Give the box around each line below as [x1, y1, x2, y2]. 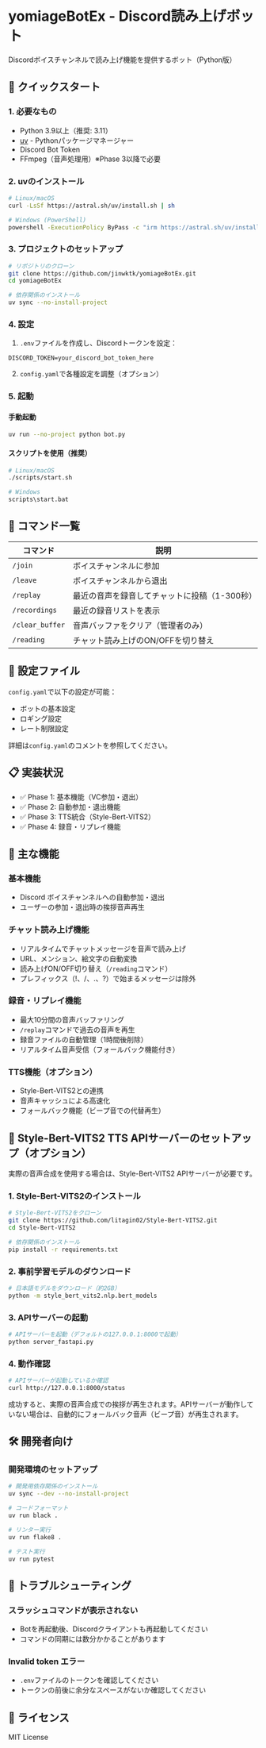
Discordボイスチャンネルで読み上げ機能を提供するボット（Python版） [8, 55, 237, 64]
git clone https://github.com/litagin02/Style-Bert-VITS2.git [8, 1216, 218, 1225]
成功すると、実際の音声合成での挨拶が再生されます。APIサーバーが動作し [8, 1399, 247, 1409]
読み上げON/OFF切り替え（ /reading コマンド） [19, 964, 173, 973]
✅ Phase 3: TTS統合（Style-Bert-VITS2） [19, 811, 156, 822]
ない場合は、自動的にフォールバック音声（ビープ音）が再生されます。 [14, 1409, 243, 1419]
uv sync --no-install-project [8, 298, 108, 306]
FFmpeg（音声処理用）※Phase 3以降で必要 [19, 154, 161, 164]
